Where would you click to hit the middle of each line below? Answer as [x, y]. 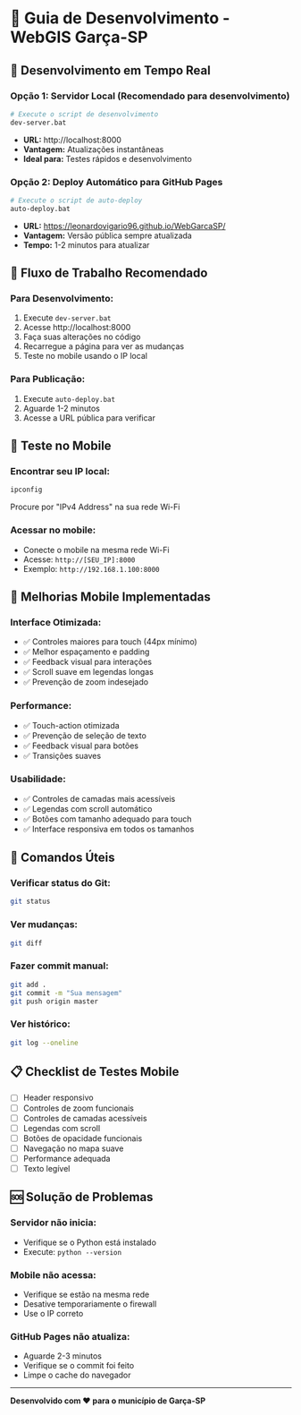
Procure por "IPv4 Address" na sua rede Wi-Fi [95, 507]
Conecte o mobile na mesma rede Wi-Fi [96, 550]
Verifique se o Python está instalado [90, 1242]
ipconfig [26, 490]
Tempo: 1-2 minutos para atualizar [86, 244]
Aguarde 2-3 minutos [62, 1356]
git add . [29, 985]
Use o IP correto [53, 1313]
